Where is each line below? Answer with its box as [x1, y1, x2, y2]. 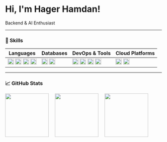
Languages [8, 50, 36, 57]
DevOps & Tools [72, 50, 111, 57]
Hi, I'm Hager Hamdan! [5, 3, 101, 15]
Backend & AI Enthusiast [5, 20, 56, 26]
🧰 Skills [5, 37, 23, 44]
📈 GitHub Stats [5, 80, 43, 87]
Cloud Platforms [115, 50, 155, 57]
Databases [41, 50, 68, 57]
